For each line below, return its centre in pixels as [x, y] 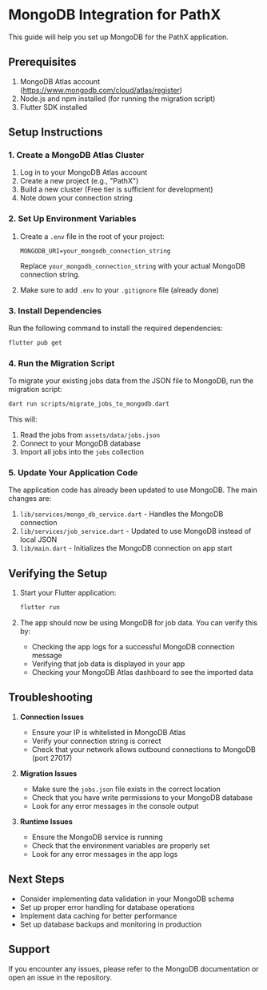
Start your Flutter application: [68, 593]
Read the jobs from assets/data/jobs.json [90, 435]
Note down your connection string [76, 198]
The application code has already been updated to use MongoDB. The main [133, 490]
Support [29, 950]
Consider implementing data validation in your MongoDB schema [127, 899]
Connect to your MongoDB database [80, 443]
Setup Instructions [56, 133]
